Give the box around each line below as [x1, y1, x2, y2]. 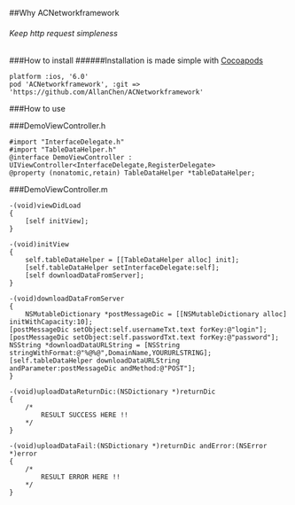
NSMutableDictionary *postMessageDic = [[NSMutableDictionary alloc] [25, 310, 288, 319]
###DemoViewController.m [9, 184, 108, 195]
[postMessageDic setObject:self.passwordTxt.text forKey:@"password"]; [9, 333, 279, 342]
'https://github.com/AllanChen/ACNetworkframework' [9, 88, 204, 97]
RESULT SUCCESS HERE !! [41, 411, 128, 420]
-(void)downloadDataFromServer [9, 294, 125, 304]
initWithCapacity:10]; [9, 318, 93, 327]
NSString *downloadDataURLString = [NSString [9, 341, 180, 350]
